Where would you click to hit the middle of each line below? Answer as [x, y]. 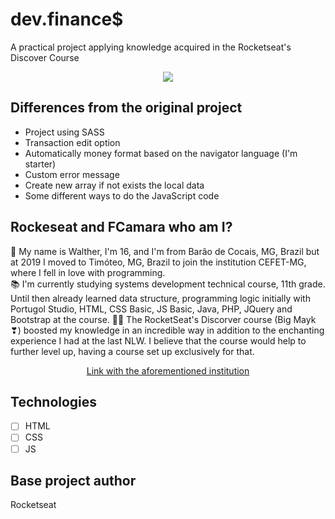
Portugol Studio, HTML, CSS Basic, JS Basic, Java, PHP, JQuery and [151, 309]
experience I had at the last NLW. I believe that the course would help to [158, 340]
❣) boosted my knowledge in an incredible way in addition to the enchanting [167, 330]
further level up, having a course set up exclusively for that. [132, 351]
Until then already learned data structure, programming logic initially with [160, 298]
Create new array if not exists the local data [114, 185]
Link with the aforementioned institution [168, 370]
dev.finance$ [67, 19]
